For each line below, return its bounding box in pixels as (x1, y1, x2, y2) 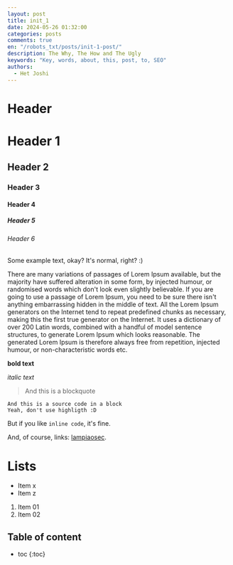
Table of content (7, 531, 82, 543)
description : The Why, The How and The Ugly (7, 50, 141, 58)
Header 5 (7, 216, 36, 225)
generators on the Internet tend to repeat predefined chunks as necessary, (7, 308, 227, 316)
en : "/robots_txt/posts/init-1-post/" (7, 43, 122, 50)
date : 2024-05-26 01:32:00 (7, 23, 87, 31)
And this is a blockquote (24, 387, 96, 395)
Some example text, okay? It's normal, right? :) (7, 257, 143, 265)
